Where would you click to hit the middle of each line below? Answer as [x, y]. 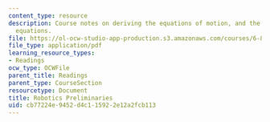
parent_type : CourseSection [55, 83]
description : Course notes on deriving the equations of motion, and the [135, 23]
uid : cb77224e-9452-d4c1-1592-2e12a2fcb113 [82, 105]
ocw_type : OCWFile [39, 68]
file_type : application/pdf [55, 46]
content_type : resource [48, 16]
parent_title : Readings [48, 75]
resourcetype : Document [48, 90]
